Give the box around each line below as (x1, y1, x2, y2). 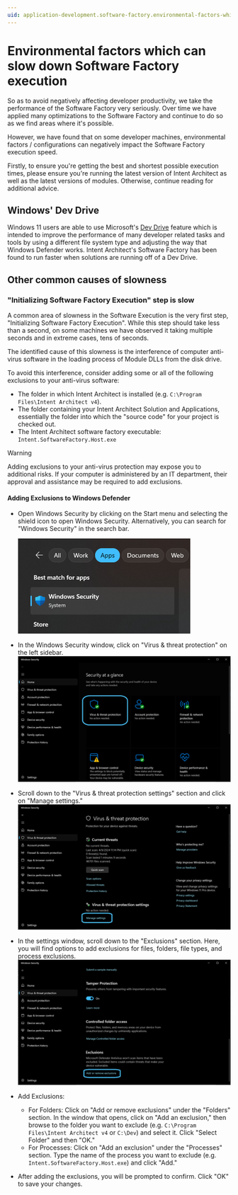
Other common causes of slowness (7, 273, 167, 286)
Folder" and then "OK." (28, 1136, 96, 1144)
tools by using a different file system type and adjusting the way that (7, 238, 208, 247)
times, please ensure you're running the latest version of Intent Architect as (7, 168, 227, 177)
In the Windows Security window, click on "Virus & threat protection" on (17, 641, 228, 649)
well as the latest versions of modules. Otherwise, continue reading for (7, 176, 214, 185)
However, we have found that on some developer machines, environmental (7, 132, 226, 141)
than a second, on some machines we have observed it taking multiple (7, 326, 213, 335)
